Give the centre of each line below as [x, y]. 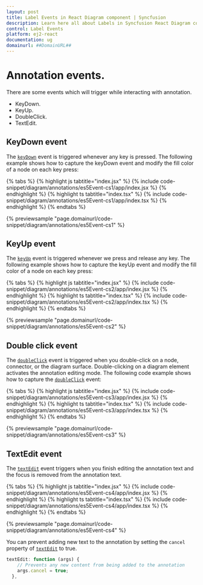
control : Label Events [35, 29]
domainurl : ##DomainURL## [39, 46]
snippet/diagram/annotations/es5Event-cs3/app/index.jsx [78, 398]
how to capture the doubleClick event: [54, 379]
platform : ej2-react [32, 34]
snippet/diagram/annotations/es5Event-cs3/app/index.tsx [78, 411]
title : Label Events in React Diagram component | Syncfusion [86, 18]
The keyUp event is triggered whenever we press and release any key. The [98, 258]
